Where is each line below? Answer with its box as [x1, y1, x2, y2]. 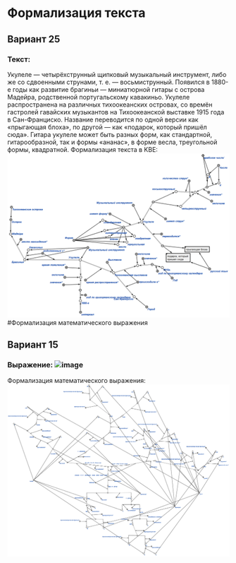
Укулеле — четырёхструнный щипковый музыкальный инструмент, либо [7, 70, 227, 78]
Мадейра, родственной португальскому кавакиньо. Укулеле [7, 93, 190, 101]
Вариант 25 [7, 33, 61, 45]
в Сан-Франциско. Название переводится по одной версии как [7, 115, 199, 124]
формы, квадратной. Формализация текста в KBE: [7, 145, 159, 153]
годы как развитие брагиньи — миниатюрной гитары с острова [13, 85, 205, 93]
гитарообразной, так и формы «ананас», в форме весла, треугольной [7, 138, 218, 146]
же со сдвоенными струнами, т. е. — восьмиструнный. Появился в [7, 78, 210, 86]
